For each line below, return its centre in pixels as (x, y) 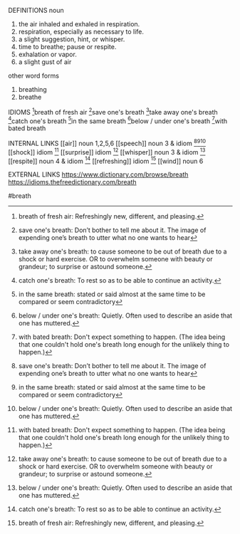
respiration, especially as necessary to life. (81, 32)
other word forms (34, 75)
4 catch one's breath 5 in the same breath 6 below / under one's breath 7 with (118, 120)
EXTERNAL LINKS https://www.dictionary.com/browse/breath (98, 174)
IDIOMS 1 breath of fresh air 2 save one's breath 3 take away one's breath (113, 111)
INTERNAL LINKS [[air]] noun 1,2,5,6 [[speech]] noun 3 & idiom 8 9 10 (107, 143)
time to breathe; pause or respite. (67, 47)
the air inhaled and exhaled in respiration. (79, 24)
